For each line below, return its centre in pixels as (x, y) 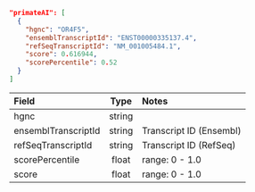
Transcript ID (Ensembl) (191, 130)
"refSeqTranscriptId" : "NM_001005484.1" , (103, 46)
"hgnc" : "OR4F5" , (58, 29)
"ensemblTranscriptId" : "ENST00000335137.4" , (111, 38)
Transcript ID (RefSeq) (189, 145)
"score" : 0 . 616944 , (62, 54)
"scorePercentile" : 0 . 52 (71, 63)
